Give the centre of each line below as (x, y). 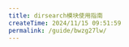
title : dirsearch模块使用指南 (56, 16)
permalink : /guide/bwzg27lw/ (58, 30)
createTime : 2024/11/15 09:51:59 (65, 23)
